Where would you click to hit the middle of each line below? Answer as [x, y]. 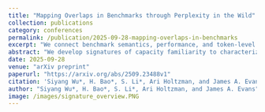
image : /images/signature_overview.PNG [74, 96]
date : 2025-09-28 [37, 60]
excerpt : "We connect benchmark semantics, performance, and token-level [132, 45]
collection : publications [50, 23]
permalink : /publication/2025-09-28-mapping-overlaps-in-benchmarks [123, 37]
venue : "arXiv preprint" [49, 67]
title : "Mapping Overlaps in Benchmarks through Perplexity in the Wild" [132, 15]
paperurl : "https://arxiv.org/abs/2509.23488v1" [90, 74]
